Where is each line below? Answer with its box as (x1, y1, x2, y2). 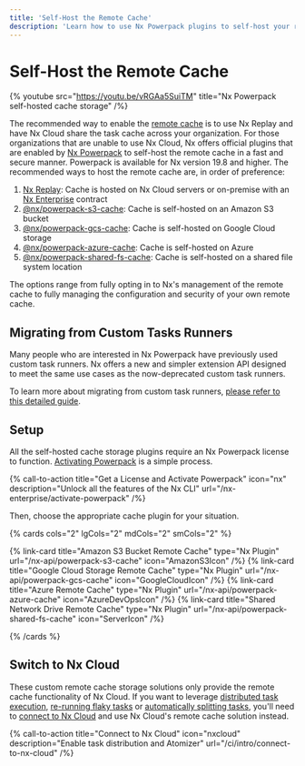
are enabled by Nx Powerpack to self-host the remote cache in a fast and (9, 147, 284, 158)
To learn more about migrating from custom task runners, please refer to (9, 386, 280, 397)
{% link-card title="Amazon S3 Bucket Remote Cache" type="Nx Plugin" (9, 546, 280, 557)
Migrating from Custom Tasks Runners (9, 325, 233, 340)
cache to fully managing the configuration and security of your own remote (9, 288, 290, 300)
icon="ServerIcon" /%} (78, 613, 165, 624)
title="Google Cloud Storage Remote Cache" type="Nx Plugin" (9, 565, 243, 576)
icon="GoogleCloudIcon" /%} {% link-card (114, 575, 274, 586)
